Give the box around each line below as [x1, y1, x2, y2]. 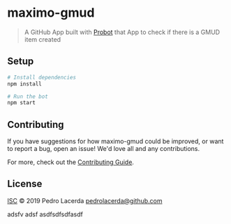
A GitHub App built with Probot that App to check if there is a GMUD [24, 28, 221, 36]
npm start [7, 99, 36, 106]
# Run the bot [7, 93, 49, 100]
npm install [7, 80, 42, 88]
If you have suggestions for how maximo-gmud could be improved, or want [7, 137, 224, 145]
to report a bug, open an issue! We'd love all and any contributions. [7, 145, 200, 153]
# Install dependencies [7, 74, 77, 81]
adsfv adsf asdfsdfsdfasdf [7, 210, 84, 218]
